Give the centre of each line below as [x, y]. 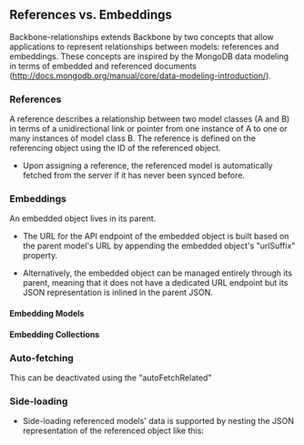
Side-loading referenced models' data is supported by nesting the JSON [158, 421]
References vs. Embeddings [91, 15]
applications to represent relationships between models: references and [144, 46]
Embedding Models [47, 314]
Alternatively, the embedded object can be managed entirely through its [157, 273]
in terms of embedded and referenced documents [103, 66]
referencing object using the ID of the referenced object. [115, 148]
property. [40, 256]
